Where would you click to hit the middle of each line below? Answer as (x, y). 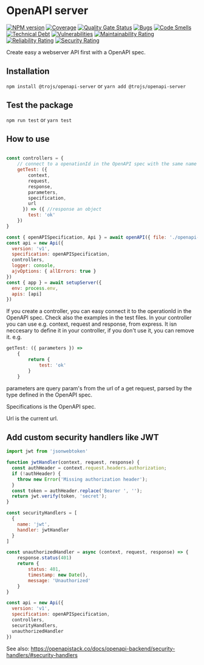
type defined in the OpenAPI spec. (49, 395)
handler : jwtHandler (43, 530)
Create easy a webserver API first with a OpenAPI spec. (76, 52)
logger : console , (34, 266)
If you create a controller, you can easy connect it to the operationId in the (99, 311)
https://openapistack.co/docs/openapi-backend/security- (103, 649)
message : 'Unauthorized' (59, 580)
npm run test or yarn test (39, 120)
